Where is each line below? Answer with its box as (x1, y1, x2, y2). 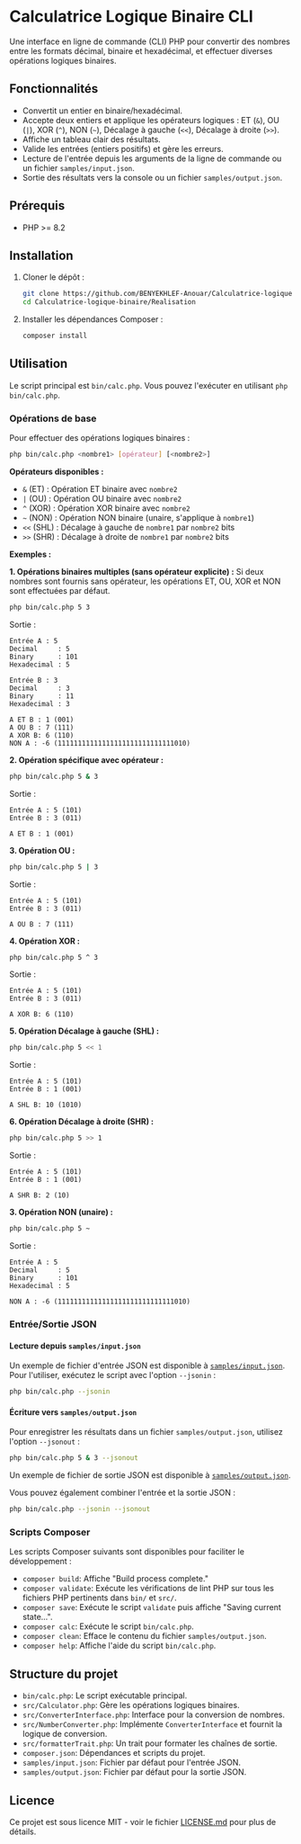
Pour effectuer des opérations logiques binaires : (9, 433, 190, 443)
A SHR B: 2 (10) (9, 1191, 70, 1200)
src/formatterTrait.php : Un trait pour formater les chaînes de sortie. (22, 1738, 278, 1749)
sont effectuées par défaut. (9, 585, 111, 595)
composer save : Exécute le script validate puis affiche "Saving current (22, 1602, 281, 1613)
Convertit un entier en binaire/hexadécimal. (22, 105, 182, 116)
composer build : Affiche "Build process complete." (22, 1573, 209, 1584)
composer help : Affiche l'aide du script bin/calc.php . (22, 1640, 217, 1652)
